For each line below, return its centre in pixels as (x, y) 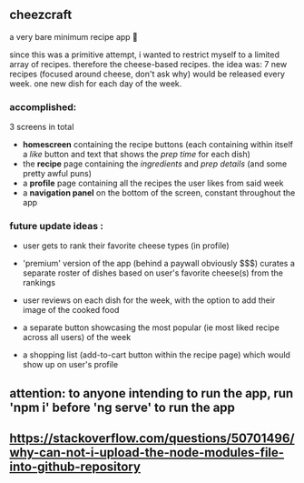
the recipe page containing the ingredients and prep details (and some (155, 164)
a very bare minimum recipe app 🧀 (74, 36)
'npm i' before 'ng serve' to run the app (123, 407)
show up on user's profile (70, 365)
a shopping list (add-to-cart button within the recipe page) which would (156, 355)
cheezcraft (41, 15)
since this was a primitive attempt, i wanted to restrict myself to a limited (144, 55)
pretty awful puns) (57, 174)
